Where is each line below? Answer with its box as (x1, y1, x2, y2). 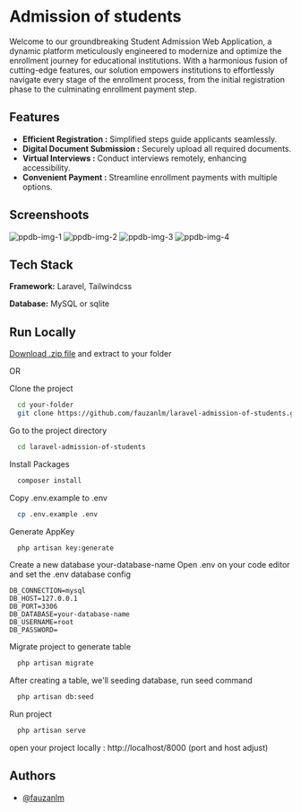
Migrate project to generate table (9, 641, 132, 652)
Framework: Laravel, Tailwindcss (9, 281, 133, 292)
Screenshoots (9, 207, 90, 223)
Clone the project (9, 384, 73, 394)
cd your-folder (17, 401, 74, 410)
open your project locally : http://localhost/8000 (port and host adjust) (9, 743, 269, 754)
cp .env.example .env (17, 509, 99, 518)
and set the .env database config (9, 569, 132, 580)
